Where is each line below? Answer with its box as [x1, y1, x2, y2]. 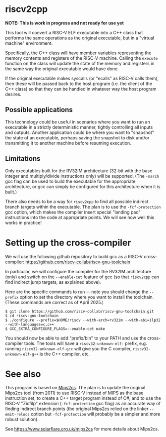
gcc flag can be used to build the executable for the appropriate [5, 178, 136, 184]
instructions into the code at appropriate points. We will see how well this [5, 214, 155, 220]
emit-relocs [5, 412, 30, 417]
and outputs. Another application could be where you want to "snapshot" [5, 129, 155, 135]
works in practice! [5, 219, 42, 225]
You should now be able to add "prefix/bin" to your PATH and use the [5, 335, 147, 341]
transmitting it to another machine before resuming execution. [5, 140, 131, 146]
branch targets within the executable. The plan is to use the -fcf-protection [5, 204, 161, 210]
